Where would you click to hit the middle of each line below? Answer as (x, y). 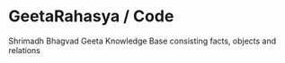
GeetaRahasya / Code (91, 16)
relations (25, 50)
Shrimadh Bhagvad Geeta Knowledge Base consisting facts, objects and (142, 41)
